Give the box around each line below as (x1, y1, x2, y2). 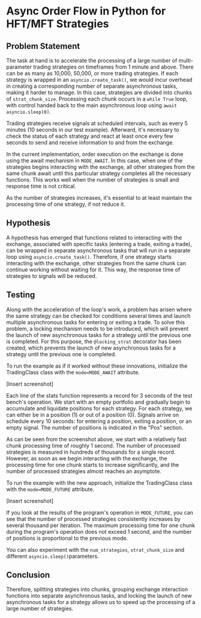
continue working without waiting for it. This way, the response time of (6, 266, 181, 273)
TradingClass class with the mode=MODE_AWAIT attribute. (6, 368, 140, 375)
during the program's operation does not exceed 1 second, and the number (6, 528, 192, 535)
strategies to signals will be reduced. (6, 272, 97, 279)
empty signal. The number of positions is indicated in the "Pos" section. (6, 424, 184, 431)
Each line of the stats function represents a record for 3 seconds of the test (6, 392, 193, 399)
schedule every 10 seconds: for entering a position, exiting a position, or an (6, 417, 192, 425)
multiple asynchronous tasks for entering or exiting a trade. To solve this (6, 318, 185, 326)
